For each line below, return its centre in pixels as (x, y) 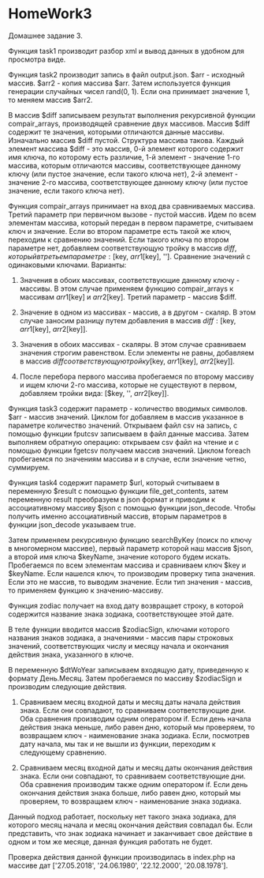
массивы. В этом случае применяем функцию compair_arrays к (126, 288)
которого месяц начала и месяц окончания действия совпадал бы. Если (130, 825)
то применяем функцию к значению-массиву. (86, 590)
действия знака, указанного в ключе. (71, 654)
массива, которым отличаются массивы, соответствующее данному (125, 165)
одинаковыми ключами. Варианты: (67, 265)
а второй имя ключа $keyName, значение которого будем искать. (119, 556)
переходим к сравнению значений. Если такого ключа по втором (119, 239)
